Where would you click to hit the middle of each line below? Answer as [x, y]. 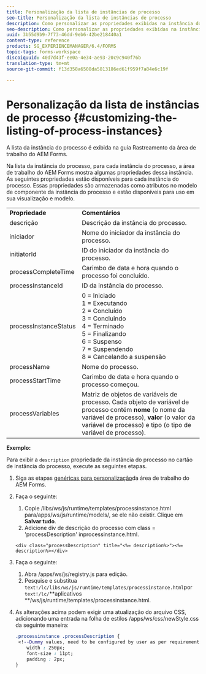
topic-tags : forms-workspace [44, 52]
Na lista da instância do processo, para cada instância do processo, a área [101, 166]
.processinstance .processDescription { [67, 637]
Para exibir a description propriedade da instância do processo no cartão [100, 460]
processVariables [34, 414]
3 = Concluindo [104, 319]
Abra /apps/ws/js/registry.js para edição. [76, 574]
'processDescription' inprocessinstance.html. [82, 534]
